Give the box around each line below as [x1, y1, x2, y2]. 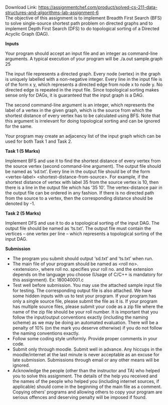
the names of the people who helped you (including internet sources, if [12, 378, 159, 384]
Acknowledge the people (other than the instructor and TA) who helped [12, 368, 160, 373]
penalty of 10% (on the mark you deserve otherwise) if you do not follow [12, 325, 162, 331]
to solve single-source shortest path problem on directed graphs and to [5, 20, 153, 26]
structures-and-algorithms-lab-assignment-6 [5, 10, 99, 16]
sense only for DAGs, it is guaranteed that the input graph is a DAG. [5, 92, 144, 98]
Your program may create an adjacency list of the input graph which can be [5, 133, 161, 139]
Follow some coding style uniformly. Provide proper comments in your [12, 336, 157, 341]
